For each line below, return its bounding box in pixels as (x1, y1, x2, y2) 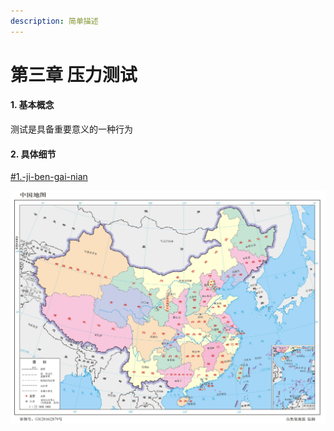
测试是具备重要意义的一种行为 (10, 123, 133, 135)
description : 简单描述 (10, 16, 99, 26)
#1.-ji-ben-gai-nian (10, 171, 88, 183)
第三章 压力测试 (10, 63, 138, 86)
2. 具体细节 (10, 148, 57, 160)
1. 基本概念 (10, 99, 55, 111)
